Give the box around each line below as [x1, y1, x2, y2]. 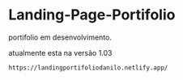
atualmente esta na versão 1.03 [8, 48, 113, 57]
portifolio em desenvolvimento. [8, 32, 112, 42]
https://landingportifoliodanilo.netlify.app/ [8, 63, 168, 72]
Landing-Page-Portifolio [8, 6, 176, 24]
